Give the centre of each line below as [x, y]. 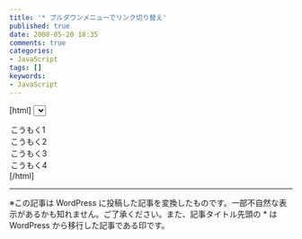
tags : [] [26, 68]
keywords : [28, 76]
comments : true [38, 43]
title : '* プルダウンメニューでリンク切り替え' [88, 18]
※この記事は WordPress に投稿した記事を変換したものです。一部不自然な [144, 202]
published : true [40, 26]
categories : [31, 51]
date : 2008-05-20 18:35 [54, 34]
